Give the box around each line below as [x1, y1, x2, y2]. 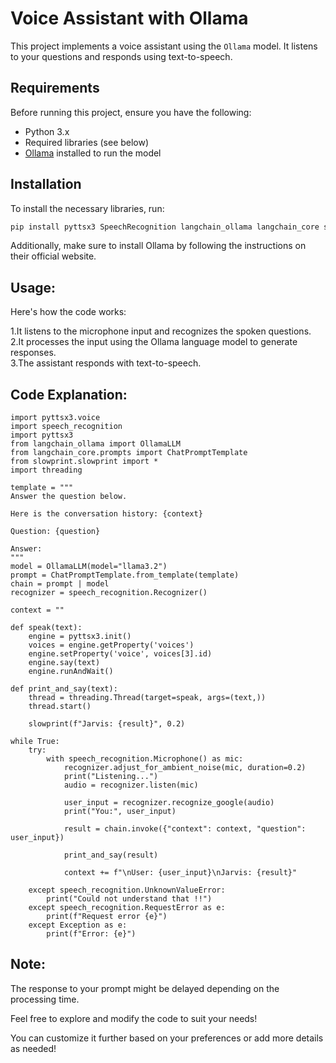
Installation [10, 176, 82, 193]
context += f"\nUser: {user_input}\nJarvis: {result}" [63, 868, 298, 878]
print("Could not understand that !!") [46, 894, 213, 904]
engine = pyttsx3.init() [28, 632, 132, 642]
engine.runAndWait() [28, 667, 114, 677]
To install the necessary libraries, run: [10, 202, 165, 214]
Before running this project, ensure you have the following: [10, 106, 252, 118]
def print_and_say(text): [10, 684, 118, 694]
